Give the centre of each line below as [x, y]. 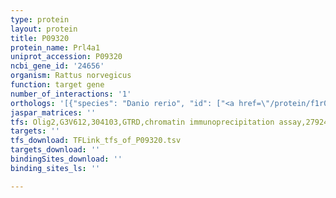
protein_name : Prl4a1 [55, 47]
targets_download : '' [55, 150]
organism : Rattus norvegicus [71, 76]
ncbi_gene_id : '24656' [57, 66]
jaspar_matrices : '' [53, 112]
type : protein [40, 19]
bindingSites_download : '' [66, 159]
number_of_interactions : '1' [71, 94]
